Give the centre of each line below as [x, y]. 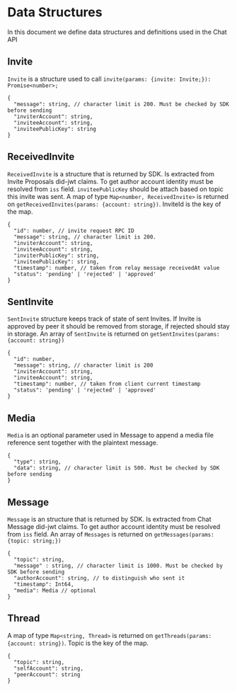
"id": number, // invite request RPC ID [74, 231]
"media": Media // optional [55, 590]
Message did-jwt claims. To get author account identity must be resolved [114, 527]
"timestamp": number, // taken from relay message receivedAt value [117, 268]
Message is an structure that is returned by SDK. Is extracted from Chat [109, 519]
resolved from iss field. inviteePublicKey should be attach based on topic [116, 189]
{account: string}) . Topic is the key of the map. [78, 643]
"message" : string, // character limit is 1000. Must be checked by [118, 566]
